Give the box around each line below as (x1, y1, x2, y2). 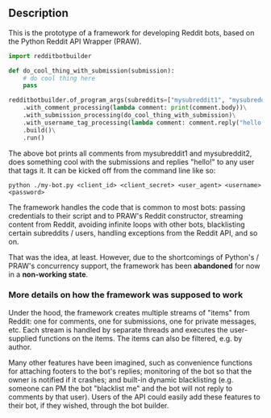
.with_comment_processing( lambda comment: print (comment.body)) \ (23, 104, 248, 112)
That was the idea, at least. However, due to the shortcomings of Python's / (8, 252, 260, 261)
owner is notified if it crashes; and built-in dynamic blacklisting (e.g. (8, 374, 234, 384)
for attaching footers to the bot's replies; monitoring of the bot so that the (8, 366, 252, 376)
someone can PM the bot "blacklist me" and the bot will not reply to (8, 383, 233, 393)
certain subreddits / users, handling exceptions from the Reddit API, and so (8, 228, 258, 237)
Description (8, 6, 69, 20)
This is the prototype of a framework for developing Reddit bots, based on (8, 27, 255, 37)
